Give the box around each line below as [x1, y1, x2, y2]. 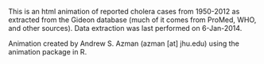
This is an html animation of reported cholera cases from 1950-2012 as [8, 7, 240, 16]
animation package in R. [8, 47, 87, 56]
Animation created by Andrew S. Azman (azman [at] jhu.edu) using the [8, 39, 240, 48]
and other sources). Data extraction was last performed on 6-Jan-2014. [8, 24, 243, 32]
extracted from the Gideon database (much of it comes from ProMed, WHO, [8, 15, 257, 24]
